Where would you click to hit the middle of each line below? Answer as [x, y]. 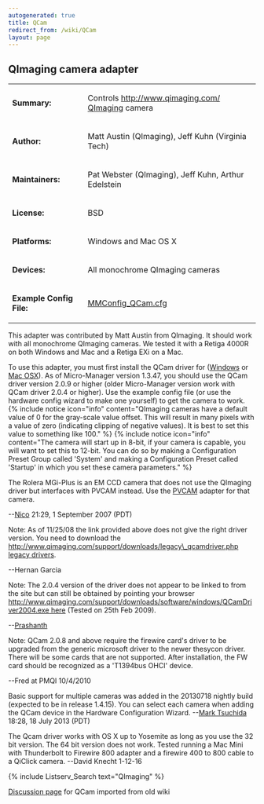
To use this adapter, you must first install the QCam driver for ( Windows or [128, 367]
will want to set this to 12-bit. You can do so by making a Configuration [122, 451]
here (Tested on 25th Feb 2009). [104, 610]
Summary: [32, 103]
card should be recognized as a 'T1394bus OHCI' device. [101, 666]
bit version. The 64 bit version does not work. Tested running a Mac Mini [126, 745]
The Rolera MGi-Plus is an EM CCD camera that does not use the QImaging [130, 483]
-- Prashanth [28, 626]
